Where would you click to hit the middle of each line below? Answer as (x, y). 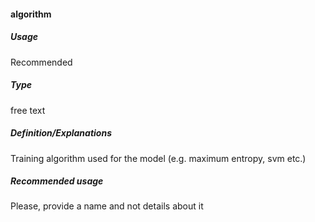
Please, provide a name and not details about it (107, 206)
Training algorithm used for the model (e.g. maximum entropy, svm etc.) (158, 158)
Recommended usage (57, 181)
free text (28, 110)
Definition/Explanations (61, 133)
